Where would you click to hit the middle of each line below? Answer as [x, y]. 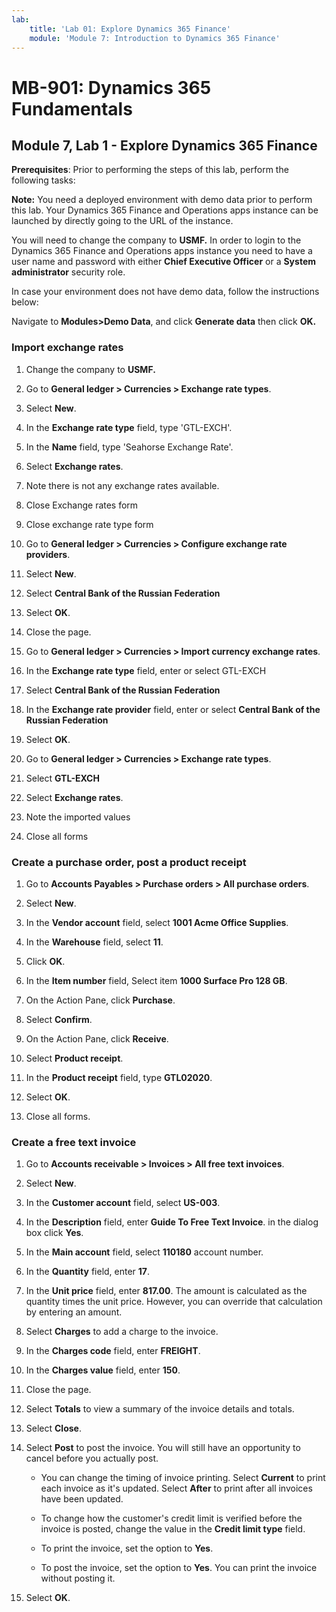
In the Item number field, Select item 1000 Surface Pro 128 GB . [156, 980]
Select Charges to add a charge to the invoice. [122, 1332]
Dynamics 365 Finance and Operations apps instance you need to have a [162, 251]
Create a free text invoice [74, 1142]
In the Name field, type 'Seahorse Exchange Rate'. [129, 447]
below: [25, 302]
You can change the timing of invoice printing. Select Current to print [183, 1478]
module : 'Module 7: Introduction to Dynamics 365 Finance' [155, 38]
